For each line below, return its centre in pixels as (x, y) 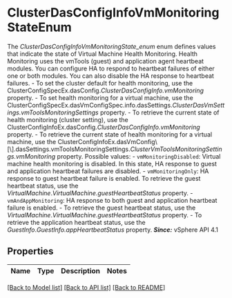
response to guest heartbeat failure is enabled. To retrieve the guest (104, 178)
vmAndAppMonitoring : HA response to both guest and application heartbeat (112, 200)
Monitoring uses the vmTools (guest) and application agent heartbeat (106, 61)
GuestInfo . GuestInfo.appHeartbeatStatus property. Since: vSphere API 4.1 (113, 230)
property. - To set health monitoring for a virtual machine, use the (100, 97)
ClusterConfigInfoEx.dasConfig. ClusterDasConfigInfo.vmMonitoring (104, 127)
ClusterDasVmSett (199, 105)
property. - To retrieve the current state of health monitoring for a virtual (110, 134)
